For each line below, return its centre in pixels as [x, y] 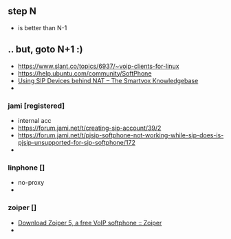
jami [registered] [36, 106]
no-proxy [31, 183]
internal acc [34, 120]
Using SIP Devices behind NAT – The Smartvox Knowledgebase [108, 80]
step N [22, 11]
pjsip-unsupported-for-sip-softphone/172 [77, 142]
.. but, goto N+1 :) [45, 50]
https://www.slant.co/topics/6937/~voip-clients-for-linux [98, 66]
